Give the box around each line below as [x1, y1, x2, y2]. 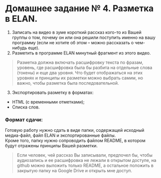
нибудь [12, 45, 28, 51]
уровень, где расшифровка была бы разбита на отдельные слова [16, 64, 152, 71]
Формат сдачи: [5, 116, 43, 123]
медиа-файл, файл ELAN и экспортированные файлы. [5, 132, 116, 139]
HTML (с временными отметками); [12, 99, 85, 105]
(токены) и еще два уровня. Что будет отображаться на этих [16, 70, 143, 75]
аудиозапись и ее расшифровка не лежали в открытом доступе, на [16, 158, 157, 163]
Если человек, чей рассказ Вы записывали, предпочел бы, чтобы [16, 152, 153, 158]
